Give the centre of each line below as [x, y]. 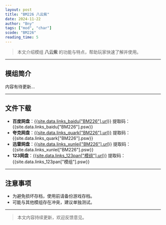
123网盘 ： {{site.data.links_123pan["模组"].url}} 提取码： [69, 155]
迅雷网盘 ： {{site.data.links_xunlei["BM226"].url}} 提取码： [71, 144]
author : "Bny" [20, 23]
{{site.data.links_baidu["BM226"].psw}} [53, 127]
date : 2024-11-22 [23, 19]
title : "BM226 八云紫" [27, 14]
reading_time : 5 [22, 38]
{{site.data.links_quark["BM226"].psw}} [53, 138]
